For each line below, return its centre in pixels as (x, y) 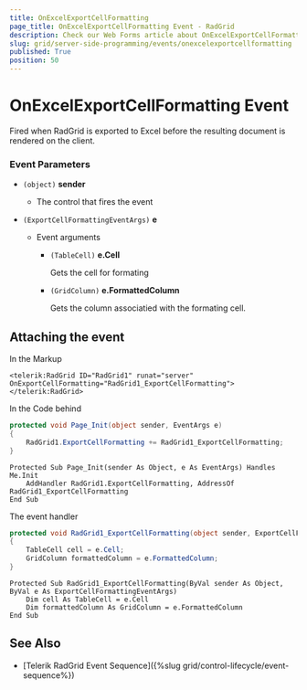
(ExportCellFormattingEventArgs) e (90, 219)
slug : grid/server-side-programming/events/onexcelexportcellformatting (151, 43)
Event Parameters (50, 164)
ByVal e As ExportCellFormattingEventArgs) (94, 591)
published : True (40, 52)
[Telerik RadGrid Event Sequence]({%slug (101, 665)
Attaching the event (67, 337)
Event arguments (68, 238)
